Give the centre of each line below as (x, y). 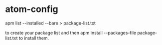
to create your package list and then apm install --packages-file (71, 32)
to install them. (34, 38)
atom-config (32, 9)
